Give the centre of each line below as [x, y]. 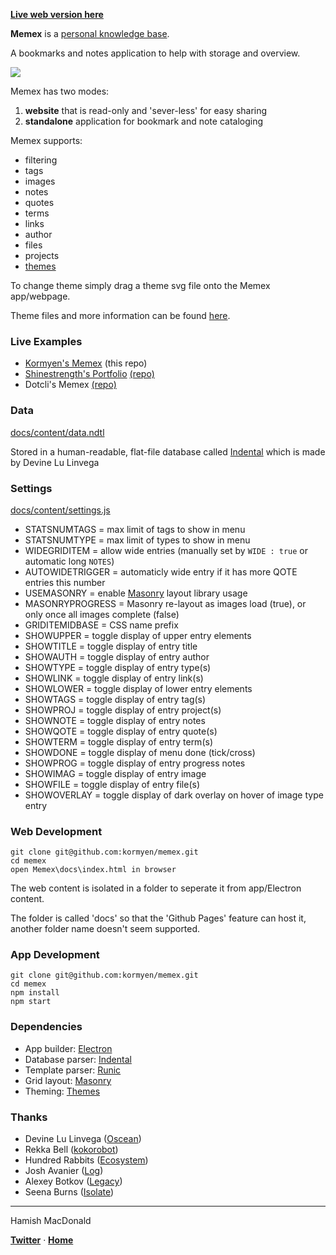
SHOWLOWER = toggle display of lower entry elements [138, 688]
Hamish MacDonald [51, 1221]
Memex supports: [46, 140]
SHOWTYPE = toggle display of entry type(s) [118, 667]
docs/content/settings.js [60, 510]
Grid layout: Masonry [68, 1080]
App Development [55, 955]
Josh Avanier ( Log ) [64, 1171]
